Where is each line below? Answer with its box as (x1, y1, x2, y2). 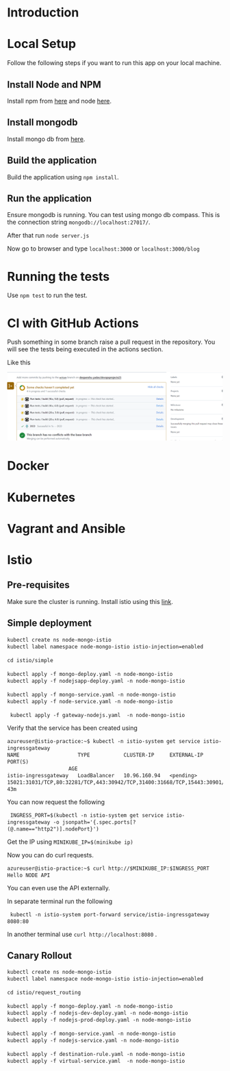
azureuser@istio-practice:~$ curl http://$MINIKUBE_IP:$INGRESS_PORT (7, 865, 210, 872)
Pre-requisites (7, 579, 70, 591)
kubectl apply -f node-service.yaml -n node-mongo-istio (7, 698, 173, 705)
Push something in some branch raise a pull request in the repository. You (7, 338, 216, 346)
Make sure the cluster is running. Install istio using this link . (7, 597, 173, 605)
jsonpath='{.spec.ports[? (62, 818, 136, 826)
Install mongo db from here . (7, 135, 86, 143)
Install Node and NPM (7, 79, 101, 90)
